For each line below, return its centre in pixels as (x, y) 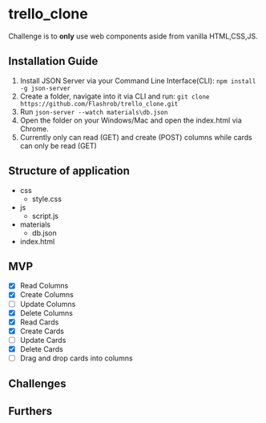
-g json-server (45, 88)
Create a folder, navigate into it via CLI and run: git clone (115, 96)
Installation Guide (53, 61)
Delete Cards (42, 348)
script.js (45, 216)
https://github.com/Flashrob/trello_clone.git (99, 104)
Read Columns (44, 286)
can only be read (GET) (58, 146)
